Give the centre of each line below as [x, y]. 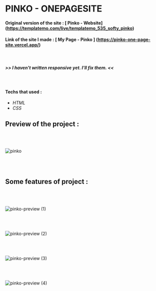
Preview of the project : [42, 124]
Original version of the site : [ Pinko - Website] [54, 23]
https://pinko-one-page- [124, 40]
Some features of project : [47, 182]
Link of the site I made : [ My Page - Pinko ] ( [52, 40]
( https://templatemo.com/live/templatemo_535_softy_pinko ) [70, 28]
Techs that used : [23, 92]
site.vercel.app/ [22, 45]
